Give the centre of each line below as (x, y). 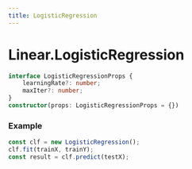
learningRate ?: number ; (62, 83)
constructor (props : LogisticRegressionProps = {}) (94, 106)
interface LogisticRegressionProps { (71, 76)
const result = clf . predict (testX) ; (69, 157)
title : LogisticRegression (53, 15)
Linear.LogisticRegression (96, 54)
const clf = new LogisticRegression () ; (74, 142)
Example (25, 125)
